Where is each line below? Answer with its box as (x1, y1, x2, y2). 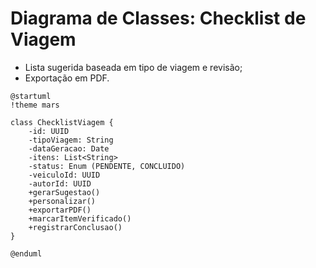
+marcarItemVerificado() (28, 213, 132, 224)
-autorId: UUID (28, 178, 92, 189)
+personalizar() (28, 196, 97, 206)
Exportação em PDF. (24, 72, 110, 84)
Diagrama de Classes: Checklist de (10, 7, 307, 30)
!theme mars (10, 100, 60, 110)
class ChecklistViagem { (10, 117, 114, 127)
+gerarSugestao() (28, 187, 101, 197)
